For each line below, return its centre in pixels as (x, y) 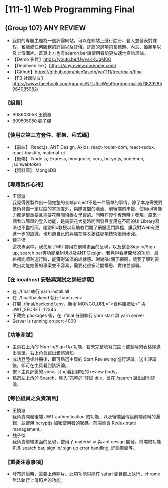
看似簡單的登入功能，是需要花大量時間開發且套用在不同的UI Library (86, 221)
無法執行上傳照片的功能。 (38, 480)
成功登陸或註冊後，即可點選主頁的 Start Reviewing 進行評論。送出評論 (84, 359)
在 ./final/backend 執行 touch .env (47, 298)
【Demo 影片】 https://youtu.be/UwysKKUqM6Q (62, 59)
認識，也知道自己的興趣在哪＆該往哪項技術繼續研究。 (85, 233)
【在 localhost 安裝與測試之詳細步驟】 (51, 279)
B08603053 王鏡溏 (32, 115)
